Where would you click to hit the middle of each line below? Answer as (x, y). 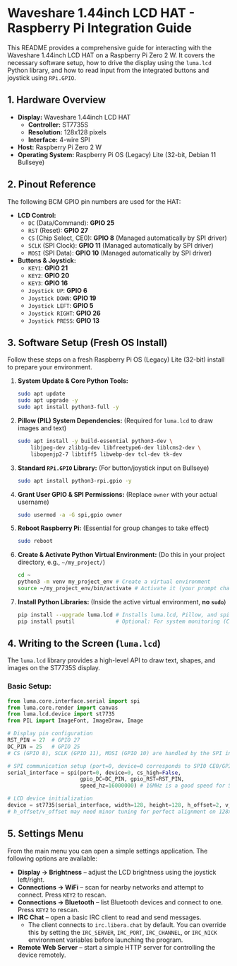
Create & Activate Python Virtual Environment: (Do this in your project (121, 555)
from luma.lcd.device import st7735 (61, 714)
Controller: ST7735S (58, 125)
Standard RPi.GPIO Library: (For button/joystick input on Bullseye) (113, 468)
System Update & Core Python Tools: (73, 381)
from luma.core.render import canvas (63, 708)
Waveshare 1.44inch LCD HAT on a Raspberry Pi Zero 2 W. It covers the (111, 55)
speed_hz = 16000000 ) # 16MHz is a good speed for (153, 786)
